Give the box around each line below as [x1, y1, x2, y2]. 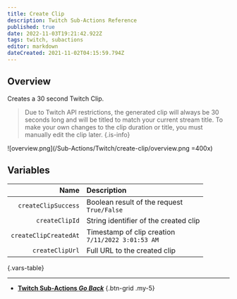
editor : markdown [7, 43, 59, 50]
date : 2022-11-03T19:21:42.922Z [7, 30, 102, 37]
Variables [7, 165, 51, 177]
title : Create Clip [7, 10, 65, 18]
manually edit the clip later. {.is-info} [24, 130, 130, 139]
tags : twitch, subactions [7, 37, 83, 44]
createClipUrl [32, 246, 80, 254]
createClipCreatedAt [11, 231, 80, 239]
